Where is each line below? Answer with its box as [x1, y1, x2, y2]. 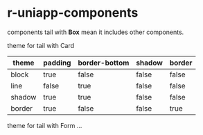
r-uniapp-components [7, 5, 139, 21]
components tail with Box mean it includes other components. [7, 28, 184, 36]
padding [43, 58, 71, 67]
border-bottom [78, 58, 130, 67]
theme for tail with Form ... [7, 121, 82, 129]
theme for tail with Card [7, 41, 75, 49]
